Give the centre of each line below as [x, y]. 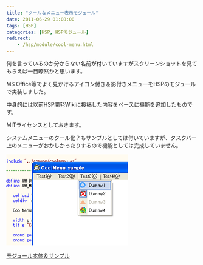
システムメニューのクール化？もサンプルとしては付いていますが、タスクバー [102, 138]
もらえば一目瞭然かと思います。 [46, 71]
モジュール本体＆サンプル [38, 256]
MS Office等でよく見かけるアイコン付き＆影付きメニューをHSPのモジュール [101, 84]
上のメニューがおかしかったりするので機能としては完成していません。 [94, 145]
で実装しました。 [28, 92]
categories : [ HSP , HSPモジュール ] [48, 32]
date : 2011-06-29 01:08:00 [40, 19]
